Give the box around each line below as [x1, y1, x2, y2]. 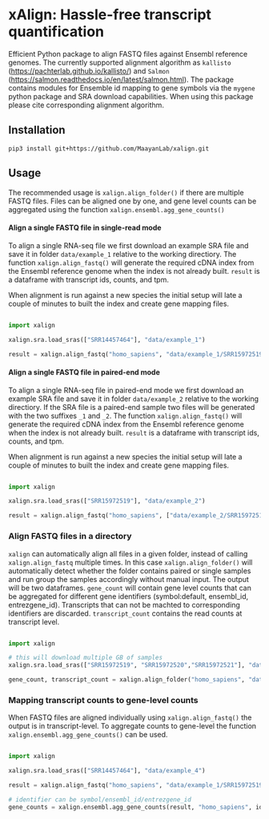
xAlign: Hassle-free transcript [8, 6, 212, 24]
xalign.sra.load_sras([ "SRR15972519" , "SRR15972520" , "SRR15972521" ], [8, 661, 246, 669]
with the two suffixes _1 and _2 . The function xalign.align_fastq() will [8, 411, 243, 420]
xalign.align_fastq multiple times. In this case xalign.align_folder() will [8, 557, 253, 567]
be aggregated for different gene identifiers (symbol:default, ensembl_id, [8, 591, 249, 601]
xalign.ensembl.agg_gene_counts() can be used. [8, 730, 168, 740]
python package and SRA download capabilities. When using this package [8, 91, 254, 101]
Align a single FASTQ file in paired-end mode [8, 367, 160, 377]
